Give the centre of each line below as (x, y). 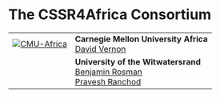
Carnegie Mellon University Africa (141, 39)
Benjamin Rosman (108, 72)
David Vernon (100, 49)
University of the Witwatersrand (138, 61)
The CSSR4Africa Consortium (110, 15)
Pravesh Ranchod (108, 81)
